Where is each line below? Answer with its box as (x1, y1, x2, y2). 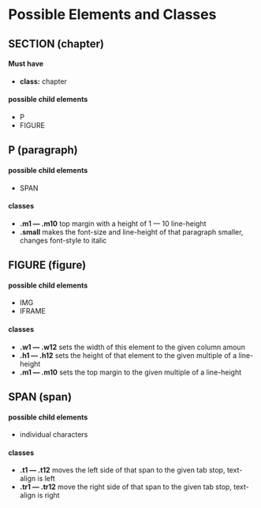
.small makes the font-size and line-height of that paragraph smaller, (19, 227, 244, 236)
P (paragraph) (8, 144, 78, 157)
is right (37, 491, 61, 500)
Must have (8, 59, 44, 69)
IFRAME (19, 307, 46, 316)
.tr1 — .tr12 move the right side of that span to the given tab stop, (19, 482, 233, 491)
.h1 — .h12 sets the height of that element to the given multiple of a (19, 350, 237, 360)
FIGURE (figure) (8, 258, 87, 272)
